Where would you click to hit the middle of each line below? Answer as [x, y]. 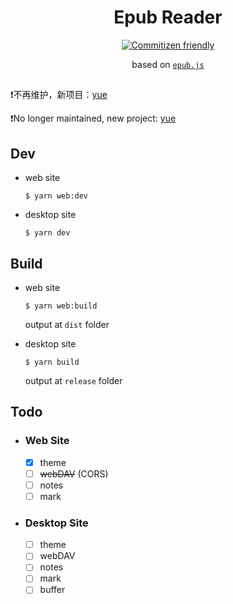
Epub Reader [168, 17]
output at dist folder [67, 324]
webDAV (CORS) [74, 473]
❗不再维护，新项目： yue [59, 95]
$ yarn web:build [61, 306]
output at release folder [73, 380]
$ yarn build [52, 362]
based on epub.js [168, 64]
